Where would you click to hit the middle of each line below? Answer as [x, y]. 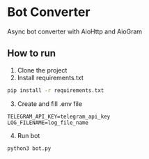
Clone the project [42, 70]
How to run [32, 53]
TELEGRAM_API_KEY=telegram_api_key [59, 116]
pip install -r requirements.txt [56, 90]
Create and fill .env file [49, 104]
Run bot [29, 135]
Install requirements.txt [50, 77]
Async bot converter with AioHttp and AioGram [75, 31]
